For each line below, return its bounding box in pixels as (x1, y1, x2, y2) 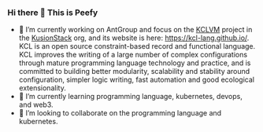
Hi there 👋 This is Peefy (7, 7, 98, 18)
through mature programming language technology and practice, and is (18, 58, 251, 68)
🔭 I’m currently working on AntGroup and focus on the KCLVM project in (18, 25, 253, 35)
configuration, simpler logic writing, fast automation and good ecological (18, 75, 255, 85)
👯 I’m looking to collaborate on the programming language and (18, 108, 222, 118)
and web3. (18, 100, 54, 109)
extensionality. (18, 83, 66, 93)
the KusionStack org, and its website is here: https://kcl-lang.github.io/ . (18, 33, 250, 42)
